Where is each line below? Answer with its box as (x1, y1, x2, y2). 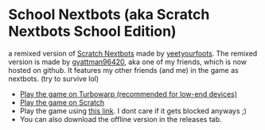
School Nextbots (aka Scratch (8, 6, 210, 24)
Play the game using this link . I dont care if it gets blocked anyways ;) (19, 105, 247, 116)
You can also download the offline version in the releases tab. (19, 114, 222, 124)
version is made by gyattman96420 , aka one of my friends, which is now (8, 57, 247, 67)
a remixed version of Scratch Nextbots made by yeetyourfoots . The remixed (8, 48, 258, 58)
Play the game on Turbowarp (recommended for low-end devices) (19, 89, 237, 98)
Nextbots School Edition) (8, 22, 177, 40)
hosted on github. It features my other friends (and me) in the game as (8, 65, 239, 75)
